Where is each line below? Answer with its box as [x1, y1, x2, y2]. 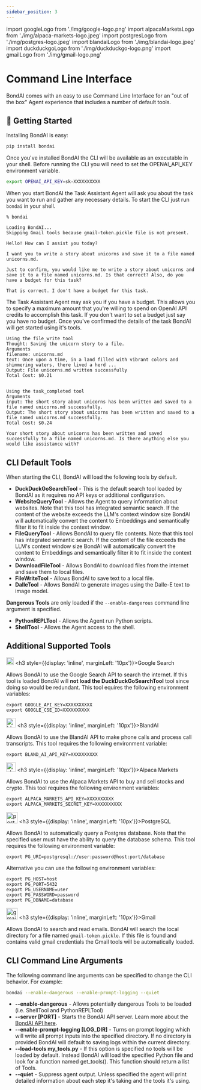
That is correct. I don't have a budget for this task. [6, 288, 149, 294]
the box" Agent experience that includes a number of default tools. [6, 98, 172, 105]
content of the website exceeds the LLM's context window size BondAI [14, 510, 191, 518]
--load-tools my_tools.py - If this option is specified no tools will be [14, 1045, 183, 1053]
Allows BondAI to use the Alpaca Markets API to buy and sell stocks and [6, 777, 185, 785]
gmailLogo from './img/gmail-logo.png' [6, 51, 102, 58]
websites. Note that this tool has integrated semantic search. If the [14, 504, 179, 511]
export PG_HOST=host [6, 876, 58, 882]
